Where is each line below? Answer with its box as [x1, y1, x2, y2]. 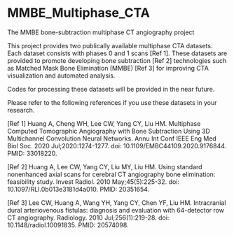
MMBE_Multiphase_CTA [7, 5, 151, 21]
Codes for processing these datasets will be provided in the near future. [7, 85, 215, 93]
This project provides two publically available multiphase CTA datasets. [7, 41, 213, 50]
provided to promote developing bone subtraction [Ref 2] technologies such [7, 56, 227, 64]
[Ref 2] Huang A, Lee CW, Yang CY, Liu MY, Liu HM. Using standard [7, 162, 202, 171]
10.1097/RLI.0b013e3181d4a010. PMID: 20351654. [7, 185, 150, 193]
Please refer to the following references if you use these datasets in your [7, 98, 217, 106]
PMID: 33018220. [7, 149, 57, 157]
